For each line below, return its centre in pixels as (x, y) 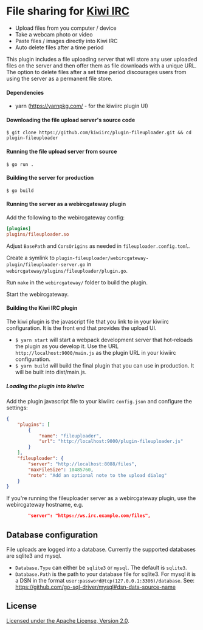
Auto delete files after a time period (59, 47)
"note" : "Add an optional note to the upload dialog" (98, 475)
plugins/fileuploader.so (38, 234)
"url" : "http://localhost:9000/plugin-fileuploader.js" (111, 442)
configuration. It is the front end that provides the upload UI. (81, 328)
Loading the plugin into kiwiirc (45, 386)
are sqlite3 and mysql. (34, 556)
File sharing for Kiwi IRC (68, 11)
